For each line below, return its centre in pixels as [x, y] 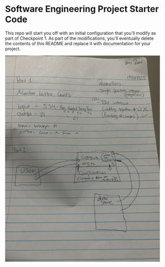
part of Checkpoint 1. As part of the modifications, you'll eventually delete [79, 38]
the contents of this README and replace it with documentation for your [78, 43]
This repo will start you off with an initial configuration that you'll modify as [81, 33]
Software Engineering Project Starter [82, 9]
